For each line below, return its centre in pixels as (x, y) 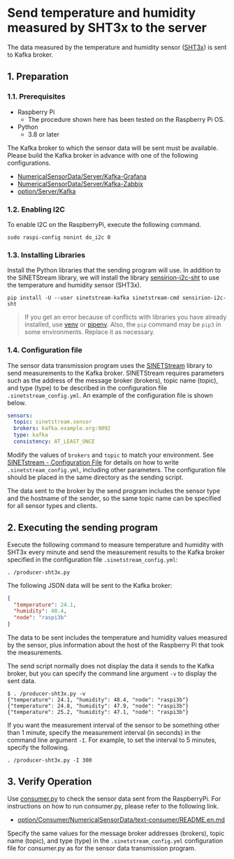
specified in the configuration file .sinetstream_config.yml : (93, 559)
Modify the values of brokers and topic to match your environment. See (111, 455)
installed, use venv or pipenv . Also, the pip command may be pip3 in (123, 324)
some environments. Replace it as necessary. (89, 332)
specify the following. (38, 748)
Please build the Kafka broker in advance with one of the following (103, 155)
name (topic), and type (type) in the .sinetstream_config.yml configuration (115, 840)
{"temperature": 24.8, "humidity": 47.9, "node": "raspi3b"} (98, 706)
